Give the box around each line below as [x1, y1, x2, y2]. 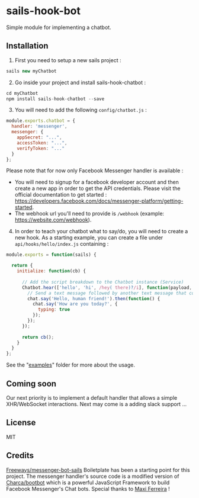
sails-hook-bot [6, 4, 81, 18]
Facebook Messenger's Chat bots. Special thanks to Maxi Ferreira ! [6, 485, 170, 492]
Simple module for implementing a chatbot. [6, 24, 111, 31]
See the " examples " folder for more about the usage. [6, 361, 135, 368]
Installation [6, 41, 49, 51]
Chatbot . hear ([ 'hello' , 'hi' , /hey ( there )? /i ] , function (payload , [21, 284, 192, 291]
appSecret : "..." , [17, 134, 62, 140]
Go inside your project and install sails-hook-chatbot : [14, 79, 146, 86]
